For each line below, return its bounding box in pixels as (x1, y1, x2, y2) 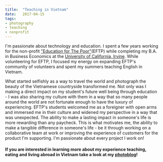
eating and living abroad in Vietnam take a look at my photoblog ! (5, 151, 138, 157)
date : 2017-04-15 (5, 12, 45, 17)
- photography (5, 20, 34, 26)
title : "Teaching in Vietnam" (5, 7, 69, 12)
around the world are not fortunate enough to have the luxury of (5, 99, 133, 105)
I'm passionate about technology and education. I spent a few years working (5, 43, 159, 49)
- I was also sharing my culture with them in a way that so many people (5, 94, 147, 100)
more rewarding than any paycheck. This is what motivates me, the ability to (5, 120, 158, 126)
